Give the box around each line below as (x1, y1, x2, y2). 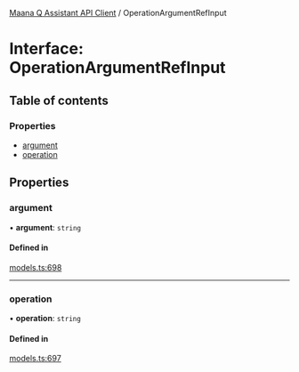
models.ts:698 (9, 262, 62, 272)
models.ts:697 (9, 353, 62, 364)
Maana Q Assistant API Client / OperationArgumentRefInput (9, 8, 227, 18)
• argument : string (9, 222, 82, 232)
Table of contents (9, 93, 109, 108)
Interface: (9, 39, 85, 59)
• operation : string (9, 313, 82, 324)
